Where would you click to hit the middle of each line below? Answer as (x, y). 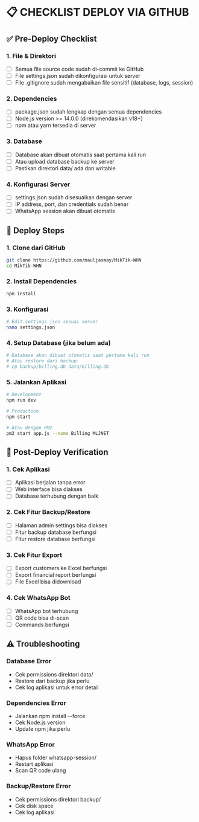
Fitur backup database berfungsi (55, 532)
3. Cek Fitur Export (34, 555)
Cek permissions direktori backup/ (58, 799)
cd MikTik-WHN (24, 266)
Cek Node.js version (40, 722)
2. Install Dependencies (42, 281)
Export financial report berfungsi (55, 575)
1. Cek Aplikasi (28, 469)
